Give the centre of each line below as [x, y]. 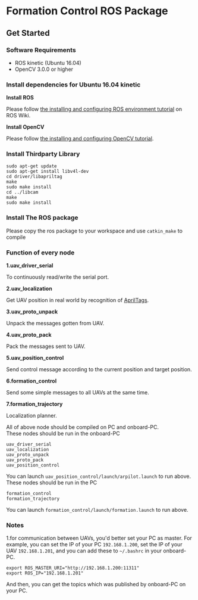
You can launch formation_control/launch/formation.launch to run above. [97, 510]
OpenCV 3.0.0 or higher [44, 69]
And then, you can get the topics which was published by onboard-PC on [96, 585]
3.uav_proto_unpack [32, 312]
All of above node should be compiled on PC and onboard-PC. [83, 427]
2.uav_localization [29, 289]
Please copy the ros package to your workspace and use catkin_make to [95, 231]
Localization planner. [32, 416]
